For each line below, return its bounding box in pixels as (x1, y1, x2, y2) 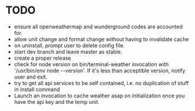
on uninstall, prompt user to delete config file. (14, 42, 125, 49)
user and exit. (14, 73, 48, 80)
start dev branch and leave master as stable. (14, 48, 123, 55)
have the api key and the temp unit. (14, 98, 100, 105)
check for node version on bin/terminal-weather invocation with (14, 60, 169, 68)
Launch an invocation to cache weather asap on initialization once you (14, 92, 185, 99)
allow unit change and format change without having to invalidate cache (14, 35, 189, 43)
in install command (14, 86, 60, 93)
